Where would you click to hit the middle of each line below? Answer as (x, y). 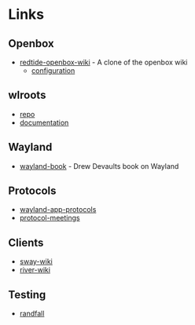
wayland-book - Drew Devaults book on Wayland (99, 166)
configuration (53, 71)
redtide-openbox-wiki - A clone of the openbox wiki (103, 62)
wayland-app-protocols (58, 210)
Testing (27, 295)
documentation (44, 122)
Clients (26, 242)
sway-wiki (36, 261)
